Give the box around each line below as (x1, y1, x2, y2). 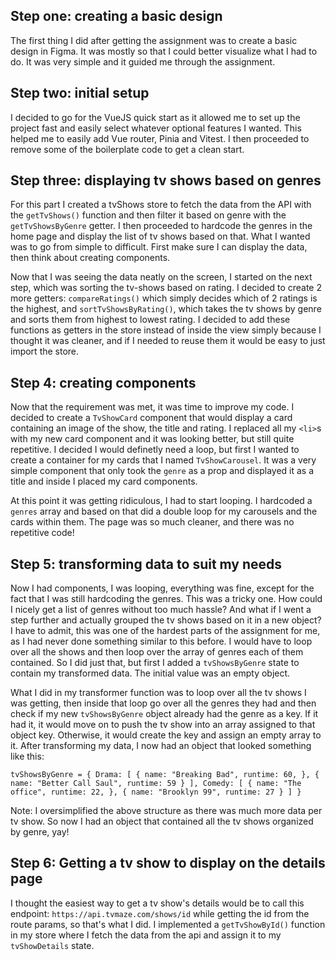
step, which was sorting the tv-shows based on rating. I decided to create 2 (10, 282, 323, 294)
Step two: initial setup (10, 85, 150, 102)
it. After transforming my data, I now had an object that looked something (10, 740, 312, 752)
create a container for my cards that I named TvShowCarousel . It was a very (10, 454, 317, 466)
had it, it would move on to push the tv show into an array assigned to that (10, 719, 316, 731)
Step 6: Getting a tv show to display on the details (10, 855, 326, 872)
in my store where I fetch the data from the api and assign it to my (10, 929, 282, 941)
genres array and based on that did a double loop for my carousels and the (10, 505, 318, 518)
